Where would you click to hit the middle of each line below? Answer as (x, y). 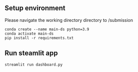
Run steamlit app (31, 53)
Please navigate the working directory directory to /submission (69, 20)
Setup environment (35, 8)
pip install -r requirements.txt (39, 38)
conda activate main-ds (29, 34)
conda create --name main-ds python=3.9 (47, 29)
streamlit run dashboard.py (34, 65)
